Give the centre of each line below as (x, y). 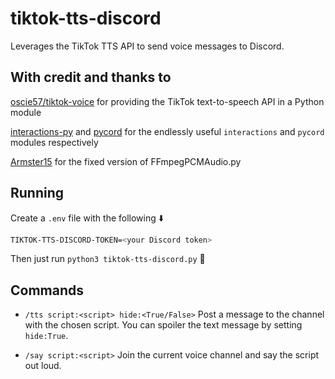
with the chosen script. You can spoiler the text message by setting (163, 325)
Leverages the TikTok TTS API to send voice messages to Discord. (147, 46)
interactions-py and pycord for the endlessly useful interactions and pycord (167, 131)
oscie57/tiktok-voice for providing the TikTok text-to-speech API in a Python (167, 101)
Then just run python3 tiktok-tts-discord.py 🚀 (108, 259)
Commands (47, 290)
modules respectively (54, 142)
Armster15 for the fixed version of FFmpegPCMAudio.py (126, 161)
